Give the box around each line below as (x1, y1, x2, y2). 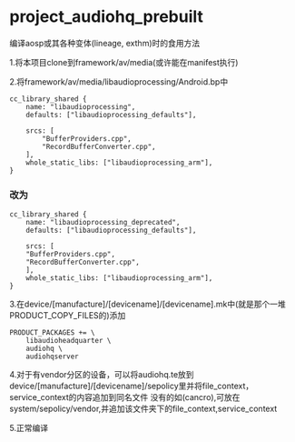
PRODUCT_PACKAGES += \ (9, 328, 95, 337)
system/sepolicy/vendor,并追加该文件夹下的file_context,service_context (9, 403, 278, 415)
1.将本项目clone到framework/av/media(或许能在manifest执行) (9, 56, 239, 67)
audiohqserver (25, 352, 79, 361)
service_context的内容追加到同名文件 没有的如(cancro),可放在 (9, 392, 241, 403)
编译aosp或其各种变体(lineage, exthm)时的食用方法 (9, 37, 201, 48)
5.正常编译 (9, 423, 48, 434)
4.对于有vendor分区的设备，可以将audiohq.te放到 (9, 369, 194, 380)
